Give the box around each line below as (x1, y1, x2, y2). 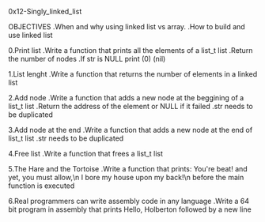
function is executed (8, 181, 75, 190)
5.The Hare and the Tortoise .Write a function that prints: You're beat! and (8, 164, 248, 173)
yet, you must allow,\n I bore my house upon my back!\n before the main (8, 173, 244, 182)
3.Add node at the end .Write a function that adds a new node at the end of (8, 126, 253, 134)
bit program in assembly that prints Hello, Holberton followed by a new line (8, 205, 252, 214)
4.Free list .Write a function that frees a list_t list (8, 149, 164, 158)
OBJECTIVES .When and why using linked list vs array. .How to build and (8, 22, 245, 31)
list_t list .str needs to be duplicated (8, 134, 124, 143)
